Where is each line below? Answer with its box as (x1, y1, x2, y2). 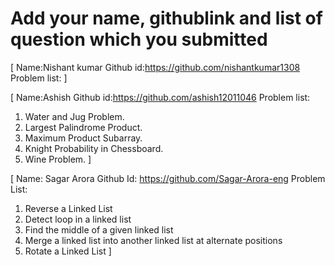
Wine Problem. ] (24, 153, 92, 165)
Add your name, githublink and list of (10, 7, 323, 30)
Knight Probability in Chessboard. (24, 142, 164, 154)
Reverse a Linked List (24, 202, 113, 214)
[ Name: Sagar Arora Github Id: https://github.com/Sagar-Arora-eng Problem (10, 172, 326, 184)
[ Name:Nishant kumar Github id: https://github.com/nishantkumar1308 (10, 61, 301, 73)
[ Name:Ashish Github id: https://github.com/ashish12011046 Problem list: (10, 91, 311, 103)
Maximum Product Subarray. (24, 132, 143, 144)
